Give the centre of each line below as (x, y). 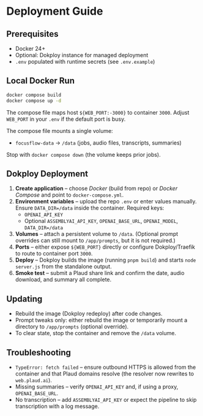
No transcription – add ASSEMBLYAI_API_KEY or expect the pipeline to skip (106, 400)
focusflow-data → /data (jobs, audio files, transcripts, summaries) (98, 143)
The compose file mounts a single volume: (60, 130)
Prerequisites (32, 34)
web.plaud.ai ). (33, 380)
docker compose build (34, 95)
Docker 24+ (30, 48)
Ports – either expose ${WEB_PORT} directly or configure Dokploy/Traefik (105, 247)
